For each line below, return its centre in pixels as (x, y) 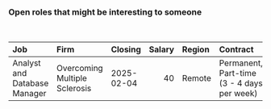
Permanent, (241, 63)
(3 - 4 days (241, 83)
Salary (162, 49)
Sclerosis (74, 89)
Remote (196, 78)
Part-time (238, 73)
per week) (238, 94)
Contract (236, 49)
